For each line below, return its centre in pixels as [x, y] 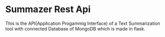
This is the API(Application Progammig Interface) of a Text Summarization [83, 23]
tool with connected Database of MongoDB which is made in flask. [75, 28]
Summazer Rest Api [48, 9]
